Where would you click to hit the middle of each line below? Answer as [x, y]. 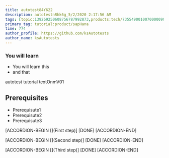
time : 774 [16, 29]
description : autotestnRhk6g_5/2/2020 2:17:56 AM [58, 15]
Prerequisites [27, 98]
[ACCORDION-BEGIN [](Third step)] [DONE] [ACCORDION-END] [72, 150]
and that [21, 72]
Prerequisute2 [27, 115]
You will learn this [31, 67]
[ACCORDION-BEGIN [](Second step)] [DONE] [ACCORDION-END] [74, 140]
